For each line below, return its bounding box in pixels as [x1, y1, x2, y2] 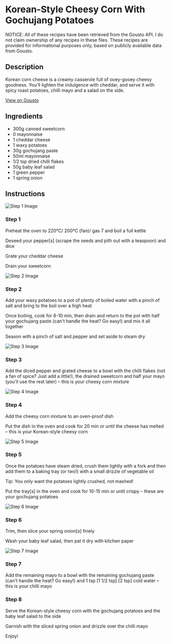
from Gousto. [5, 48, 33, 54]
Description [5, 63, 44, 71]
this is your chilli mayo [5, 583, 52, 589]
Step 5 [5, 451, 22, 458]
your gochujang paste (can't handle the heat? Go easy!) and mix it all [5, 318, 151, 324]
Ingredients [5, 112, 43, 121]
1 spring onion [12, 174, 42, 180]
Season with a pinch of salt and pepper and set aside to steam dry [5, 333, 145, 339]
